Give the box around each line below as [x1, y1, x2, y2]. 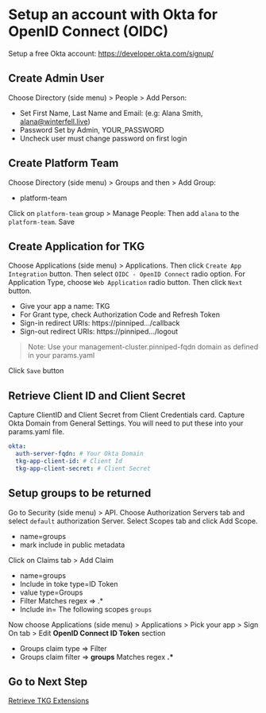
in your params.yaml [27, 351, 95, 360]
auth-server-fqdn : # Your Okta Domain [15, 450, 145, 458]
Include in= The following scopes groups [19, 604, 152, 614]
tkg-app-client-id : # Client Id [15, 457, 123, 465]
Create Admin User [8, 71, 105, 85]
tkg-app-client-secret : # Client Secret [15, 464, 151, 472]
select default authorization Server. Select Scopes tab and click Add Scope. [8, 516, 258, 526]
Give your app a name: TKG [19, 302, 110, 311]
